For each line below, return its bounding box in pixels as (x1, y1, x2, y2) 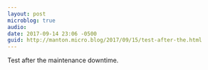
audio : (7, 23, 27, 30)
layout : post (7, 10, 46, 18)
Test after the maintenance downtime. (7, 56, 119, 64)
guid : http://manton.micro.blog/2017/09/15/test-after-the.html (7, 37, 202, 44)
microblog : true (7, 17, 56, 24)
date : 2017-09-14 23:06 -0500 (7, 30, 98, 37)
